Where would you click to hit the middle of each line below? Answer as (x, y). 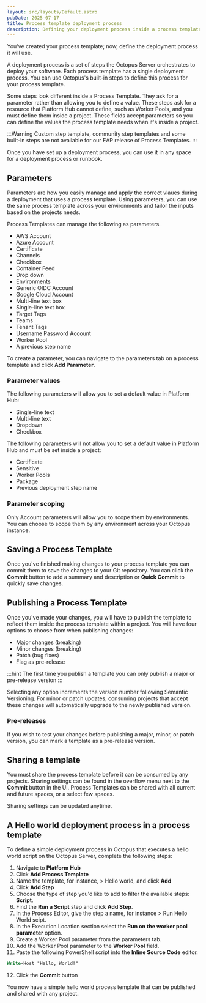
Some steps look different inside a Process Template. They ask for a (93, 96)
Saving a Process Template (60, 550)
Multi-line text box (39, 301)
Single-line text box (40, 308)
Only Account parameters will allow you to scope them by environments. (98, 517)
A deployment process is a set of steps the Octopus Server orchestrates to (101, 65)
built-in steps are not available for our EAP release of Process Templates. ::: (102, 141)
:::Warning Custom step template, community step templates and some (96, 134)
